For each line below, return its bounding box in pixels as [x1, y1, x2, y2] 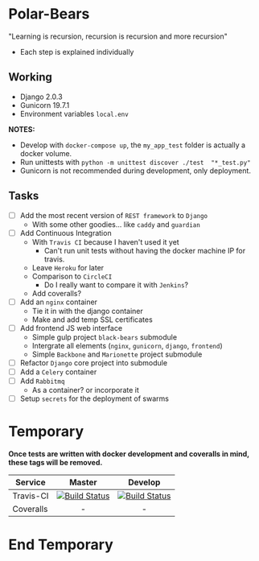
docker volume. [19, 148, 72, 158]
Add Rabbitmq [19, 376, 65, 386]
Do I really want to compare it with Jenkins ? [43, 279, 189, 290]
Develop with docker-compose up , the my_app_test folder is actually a [19, 140, 246, 150]
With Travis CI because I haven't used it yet [31, 237, 179, 246]
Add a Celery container [19, 367, 97, 377]
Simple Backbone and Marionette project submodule [31, 349, 203, 359]
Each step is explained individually [19, 47, 134, 56]
